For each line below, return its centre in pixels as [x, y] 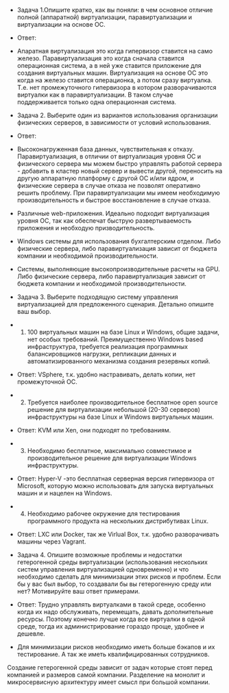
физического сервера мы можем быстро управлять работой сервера [119, 163]
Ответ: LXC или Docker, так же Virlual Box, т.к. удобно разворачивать [118, 534]
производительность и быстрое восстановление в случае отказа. [114, 200]
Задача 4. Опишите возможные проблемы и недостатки [99, 555]
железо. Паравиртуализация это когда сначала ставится [101, 58]
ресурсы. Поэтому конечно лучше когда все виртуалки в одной [111, 619]
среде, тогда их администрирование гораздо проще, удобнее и [110, 626]
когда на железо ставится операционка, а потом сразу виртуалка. [114, 80]
